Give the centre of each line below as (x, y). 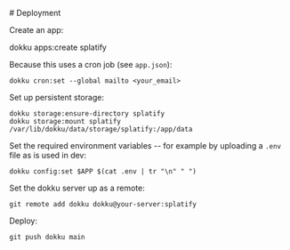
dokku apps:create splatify (58, 47)
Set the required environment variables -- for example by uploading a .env (145, 145)
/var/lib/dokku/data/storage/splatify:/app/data (101, 129)
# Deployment (35, 13)
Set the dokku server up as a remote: (77, 188)
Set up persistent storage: (57, 97)
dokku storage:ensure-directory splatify (87, 114)
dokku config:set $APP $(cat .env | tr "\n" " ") (103, 172)
